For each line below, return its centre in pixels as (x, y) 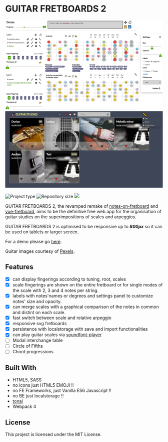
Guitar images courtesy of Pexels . (40, 251)
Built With (21, 367)
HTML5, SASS (27, 380)
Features (19, 267)
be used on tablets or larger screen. (42, 232)
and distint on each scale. (39, 313)
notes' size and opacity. (37, 301)
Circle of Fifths (28, 346)
